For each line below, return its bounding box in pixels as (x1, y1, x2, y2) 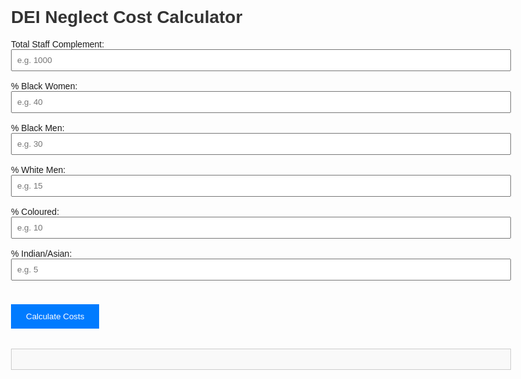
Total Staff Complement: (11, 38, 105, 50)
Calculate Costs (26, 311, 85, 322)
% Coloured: (11, 206, 60, 217)
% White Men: (11, 164, 66, 175)
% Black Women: (11, 80, 78, 92)
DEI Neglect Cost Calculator (11, 7, 243, 28)
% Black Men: (11, 122, 65, 133)
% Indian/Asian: (11, 248, 73, 259)
